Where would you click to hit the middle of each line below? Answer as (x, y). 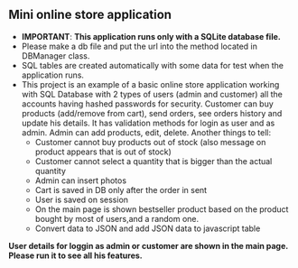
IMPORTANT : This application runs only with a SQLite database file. (151, 36)
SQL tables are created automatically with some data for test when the (153, 65)
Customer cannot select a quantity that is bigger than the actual (154, 161)
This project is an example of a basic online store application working (150, 84)
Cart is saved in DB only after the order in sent (121, 189)
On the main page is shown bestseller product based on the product (162, 209)
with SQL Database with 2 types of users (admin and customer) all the (152, 94)
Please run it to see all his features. (76, 255)
